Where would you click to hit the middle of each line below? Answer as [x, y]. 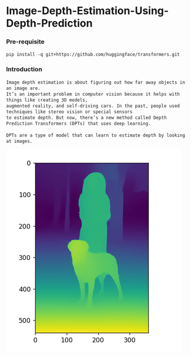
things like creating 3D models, [47, 100]
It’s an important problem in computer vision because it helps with [93, 94]
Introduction [24, 69]
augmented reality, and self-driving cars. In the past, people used [93, 106]
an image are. [24, 88]
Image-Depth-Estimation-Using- [88, 11]
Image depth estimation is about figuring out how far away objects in [95, 82]
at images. [19, 141]
